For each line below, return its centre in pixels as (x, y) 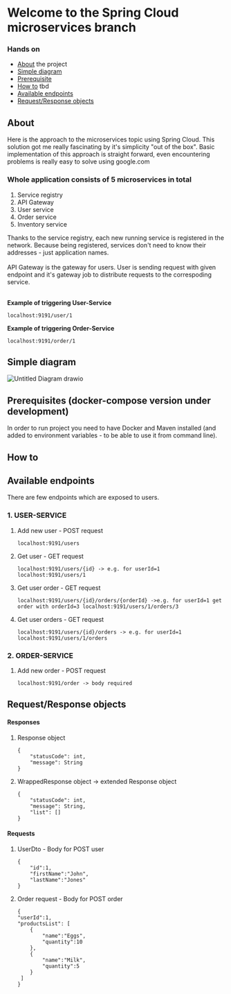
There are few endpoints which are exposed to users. (83, 498)
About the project (42, 64)
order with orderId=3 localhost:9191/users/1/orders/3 (98, 607)
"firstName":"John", (59, 874)
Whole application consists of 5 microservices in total (100, 180)
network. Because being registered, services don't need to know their (107, 245)
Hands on (24, 49)
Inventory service (42, 224)
